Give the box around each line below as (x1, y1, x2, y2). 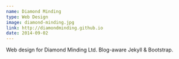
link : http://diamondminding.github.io (6, 25, 104, 31)
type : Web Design (6, 14, 49, 20)
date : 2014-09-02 (6, 30, 49, 36)
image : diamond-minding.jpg (6, 19, 75, 25)
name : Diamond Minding (6, 8, 61, 15)
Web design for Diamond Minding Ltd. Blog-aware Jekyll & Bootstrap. (6, 46, 174, 53)
